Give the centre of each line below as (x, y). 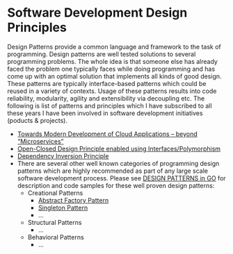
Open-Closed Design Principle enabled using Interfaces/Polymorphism (119, 149)
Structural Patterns (55, 222)
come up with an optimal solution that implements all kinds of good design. (114, 76)
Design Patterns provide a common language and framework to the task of (114, 46)
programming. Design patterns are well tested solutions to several (102, 54)
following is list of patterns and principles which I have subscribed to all (110, 105)
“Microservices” (40, 141)
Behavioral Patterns (56, 237)
